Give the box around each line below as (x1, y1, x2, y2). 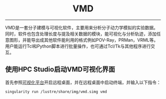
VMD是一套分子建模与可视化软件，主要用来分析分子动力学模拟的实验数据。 (5, 24, 158, 30)
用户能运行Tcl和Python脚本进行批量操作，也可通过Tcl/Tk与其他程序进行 (5, 43, 151, 49)
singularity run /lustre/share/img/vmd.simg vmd (5, 89, 107, 94)
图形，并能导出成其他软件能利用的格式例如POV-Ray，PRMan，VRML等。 (9, 37, 158, 43)
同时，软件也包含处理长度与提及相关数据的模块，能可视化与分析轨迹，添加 (5, 31, 157, 37)
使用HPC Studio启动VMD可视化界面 (5, 65, 115, 74)
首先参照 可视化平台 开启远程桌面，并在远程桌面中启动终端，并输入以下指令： (5, 79, 161, 85)
